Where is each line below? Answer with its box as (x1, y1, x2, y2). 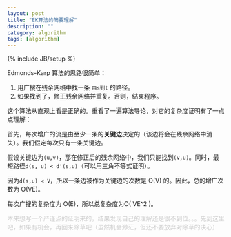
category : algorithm (7, 29, 67, 37)
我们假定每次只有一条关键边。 (21, 138, 107, 147)
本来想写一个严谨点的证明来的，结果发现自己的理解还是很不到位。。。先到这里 (7, 214, 225, 223)
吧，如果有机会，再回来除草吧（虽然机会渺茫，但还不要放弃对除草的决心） (7, 223, 219, 231)
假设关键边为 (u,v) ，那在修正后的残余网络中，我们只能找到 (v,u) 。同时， (7, 153, 214, 162)
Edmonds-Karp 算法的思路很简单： (7, 69, 107, 77)
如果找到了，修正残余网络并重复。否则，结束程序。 (17, 92, 163, 101)
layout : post (7, 10, 45, 17)
